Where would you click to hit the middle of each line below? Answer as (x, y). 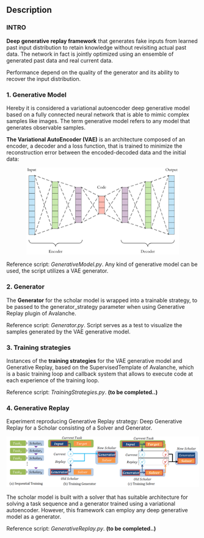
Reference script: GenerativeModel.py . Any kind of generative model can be (102, 264)
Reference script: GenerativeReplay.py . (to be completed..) (81, 528)
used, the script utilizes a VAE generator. (57, 271)
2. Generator (25, 287)
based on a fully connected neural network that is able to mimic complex (98, 114)
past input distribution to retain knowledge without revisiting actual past (97, 47)
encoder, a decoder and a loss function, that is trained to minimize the (94, 146)
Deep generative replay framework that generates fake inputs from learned (102, 41)
